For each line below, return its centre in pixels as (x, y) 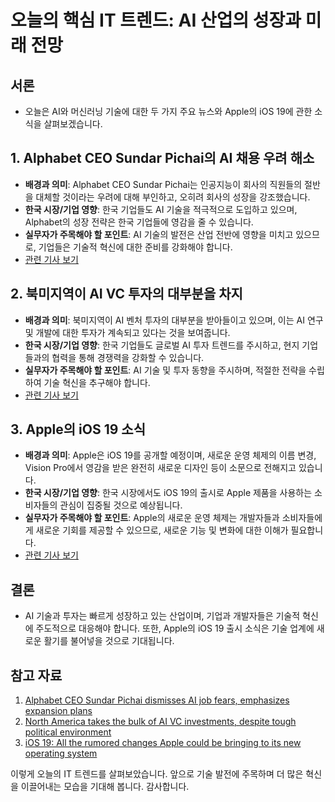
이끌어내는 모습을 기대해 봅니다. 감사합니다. (105, 787)
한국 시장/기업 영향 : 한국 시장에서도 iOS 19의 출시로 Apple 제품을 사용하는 (168, 493)
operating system (61, 753)
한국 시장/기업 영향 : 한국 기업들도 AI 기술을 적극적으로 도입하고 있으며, (161, 209)
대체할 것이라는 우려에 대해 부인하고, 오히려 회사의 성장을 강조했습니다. (173, 197)
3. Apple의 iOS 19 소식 (78, 429)
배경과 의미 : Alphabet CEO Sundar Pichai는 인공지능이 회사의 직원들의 (163, 184)
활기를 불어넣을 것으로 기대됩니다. (109, 641)
